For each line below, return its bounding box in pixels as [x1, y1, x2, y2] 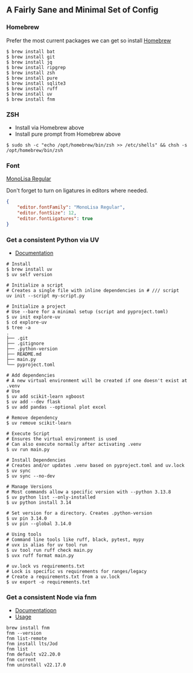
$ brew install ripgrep [6, 64, 66, 70]
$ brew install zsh [6, 70, 55, 76]
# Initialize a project [6, 303, 66, 310]
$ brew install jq [6, 59, 52, 65]
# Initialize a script [6, 282, 63, 288]
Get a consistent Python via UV [6, 236, 100, 244]
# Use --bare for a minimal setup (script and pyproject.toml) [6, 308, 169, 314]
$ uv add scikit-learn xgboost [6, 393, 85, 399]
